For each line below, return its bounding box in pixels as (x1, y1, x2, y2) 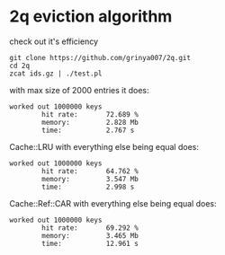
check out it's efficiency (9, 36, 99, 47)
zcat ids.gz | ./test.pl (9, 69, 103, 78)
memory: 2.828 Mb (41, 118, 139, 127)
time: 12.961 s (41, 239, 139, 248)
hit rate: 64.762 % (41, 166, 139, 176)
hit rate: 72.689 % (41, 110, 139, 119)
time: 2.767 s (41, 126, 135, 135)
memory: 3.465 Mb (41, 231, 139, 240)
